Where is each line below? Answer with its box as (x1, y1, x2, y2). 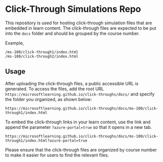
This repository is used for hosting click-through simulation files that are (5, 20, 152, 26)
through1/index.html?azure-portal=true (5, 138, 88, 143)
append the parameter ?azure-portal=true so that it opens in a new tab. (5, 124, 152, 130)
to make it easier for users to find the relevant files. (5, 152, 109, 158)
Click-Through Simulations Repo (5, 3, 141, 15)
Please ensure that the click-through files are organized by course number (5, 147, 157, 153)
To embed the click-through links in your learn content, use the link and (5, 119, 151, 125)
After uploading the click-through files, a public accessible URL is (5, 80, 139, 86)
